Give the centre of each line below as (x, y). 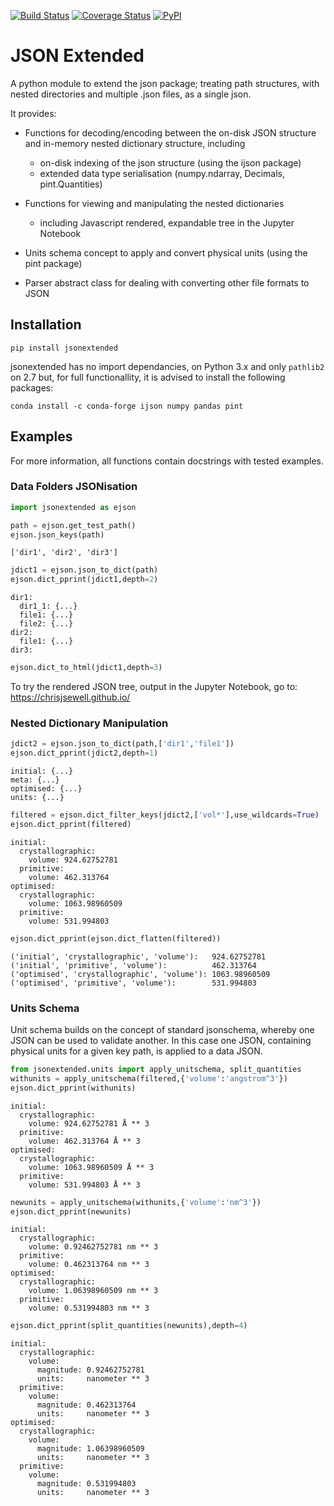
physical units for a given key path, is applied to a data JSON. (136, 1051)
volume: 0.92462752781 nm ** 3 (93, 1247)
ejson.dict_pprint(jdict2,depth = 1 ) (84, 753)
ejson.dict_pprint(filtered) (71, 825)
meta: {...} (35, 780)
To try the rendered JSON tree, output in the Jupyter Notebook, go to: (154, 687)
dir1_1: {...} (48, 606)
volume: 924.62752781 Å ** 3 (89, 1123)
